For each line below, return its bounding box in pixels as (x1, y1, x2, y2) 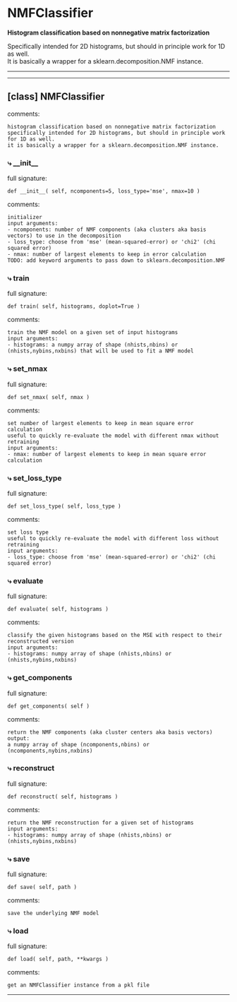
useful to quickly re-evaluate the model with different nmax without (7, 432, 219, 439)
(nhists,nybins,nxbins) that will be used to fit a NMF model (7, 347, 194, 354)
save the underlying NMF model (7, 909, 99, 917)
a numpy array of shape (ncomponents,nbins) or (7, 741, 150, 748)
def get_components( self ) (7, 703, 90, 710)
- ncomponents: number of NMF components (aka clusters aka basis (7, 226, 207, 234)
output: (7, 734, 30, 742)
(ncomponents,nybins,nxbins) (7, 747, 93, 754)
